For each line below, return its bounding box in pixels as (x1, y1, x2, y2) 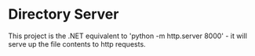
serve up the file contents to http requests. (8, 39, 147, 48)
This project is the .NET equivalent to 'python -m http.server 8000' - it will (8, 31, 247, 40)
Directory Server (8, 5, 119, 23)
